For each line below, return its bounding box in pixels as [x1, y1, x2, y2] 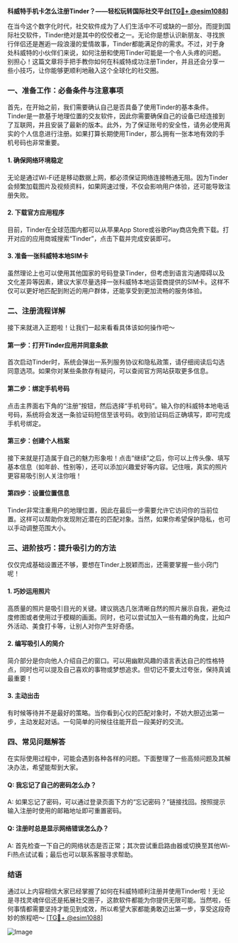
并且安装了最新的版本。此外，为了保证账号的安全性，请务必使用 [38, 120, 225, 130]
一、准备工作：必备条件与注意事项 [7, 85, 124, 95]
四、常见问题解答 [7, 736, 66, 746]
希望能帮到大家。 [31, 763, 82, 772]
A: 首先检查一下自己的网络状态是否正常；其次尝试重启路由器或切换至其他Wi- [7, 841, 231, 850]
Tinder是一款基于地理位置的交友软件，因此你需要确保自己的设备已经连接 [7, 112, 219, 120]
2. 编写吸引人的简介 [7, 639, 65, 648]
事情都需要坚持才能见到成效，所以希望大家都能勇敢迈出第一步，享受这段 [13, 904, 225, 913]
